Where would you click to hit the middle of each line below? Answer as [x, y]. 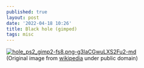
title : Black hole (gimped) [42, 29]
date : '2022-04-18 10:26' [39, 23]
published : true [27, 12]
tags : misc [20, 35]
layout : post [23, 18]
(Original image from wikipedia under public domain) [72, 58]
